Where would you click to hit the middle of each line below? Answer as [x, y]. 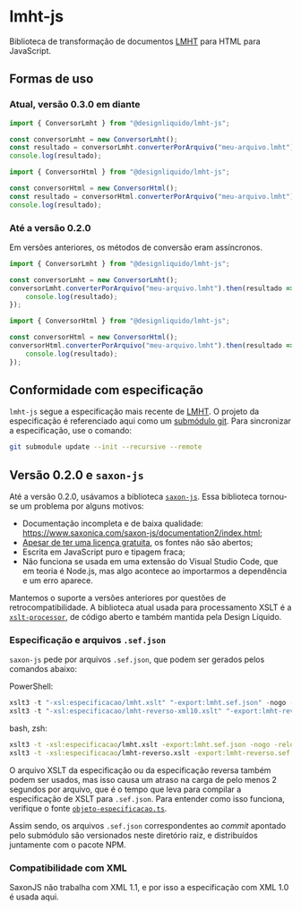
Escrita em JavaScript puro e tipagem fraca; [103, 552]
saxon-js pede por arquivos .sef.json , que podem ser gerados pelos [137, 659]
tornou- [274, 497]
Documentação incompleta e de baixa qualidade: [112, 524]
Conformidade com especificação [107, 390]
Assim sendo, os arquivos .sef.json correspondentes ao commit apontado [148, 825]
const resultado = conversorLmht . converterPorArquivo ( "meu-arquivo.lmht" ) [152, 148]
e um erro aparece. [58, 580]
